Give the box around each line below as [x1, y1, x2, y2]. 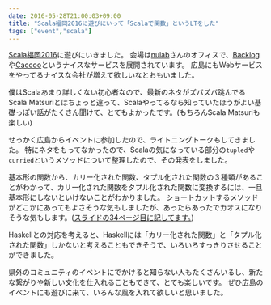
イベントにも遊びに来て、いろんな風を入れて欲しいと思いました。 [8, 288, 228, 298]
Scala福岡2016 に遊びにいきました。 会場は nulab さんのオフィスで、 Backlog [8, 50, 260, 60]
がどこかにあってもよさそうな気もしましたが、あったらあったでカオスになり [8, 203, 263, 213]
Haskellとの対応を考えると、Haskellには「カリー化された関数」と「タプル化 [8, 230, 262, 239]
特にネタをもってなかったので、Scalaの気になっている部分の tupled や [23, 145, 256, 155]
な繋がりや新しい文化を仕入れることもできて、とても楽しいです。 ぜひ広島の [8, 277, 264, 287]
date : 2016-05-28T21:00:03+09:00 [8, 11, 121, 20]
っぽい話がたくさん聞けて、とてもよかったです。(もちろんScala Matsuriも [15, 108, 260, 117]
